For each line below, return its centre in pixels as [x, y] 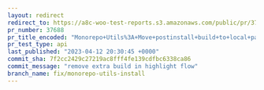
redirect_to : [29, 23]
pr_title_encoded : [37, 37]
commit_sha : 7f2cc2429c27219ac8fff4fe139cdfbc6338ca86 [99, 59]
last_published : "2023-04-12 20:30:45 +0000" [83, 52]
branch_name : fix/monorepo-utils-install [76, 74]
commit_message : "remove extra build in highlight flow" [103, 67]
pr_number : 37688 [36, 30]
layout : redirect [36, 15]
